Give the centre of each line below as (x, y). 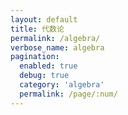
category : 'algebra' (62, 85)
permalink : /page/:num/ (68, 94)
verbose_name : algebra (57, 47)
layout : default (44, 19)
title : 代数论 (37, 29)
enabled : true (48, 66)
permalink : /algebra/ (55, 38)
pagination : (35, 57)
